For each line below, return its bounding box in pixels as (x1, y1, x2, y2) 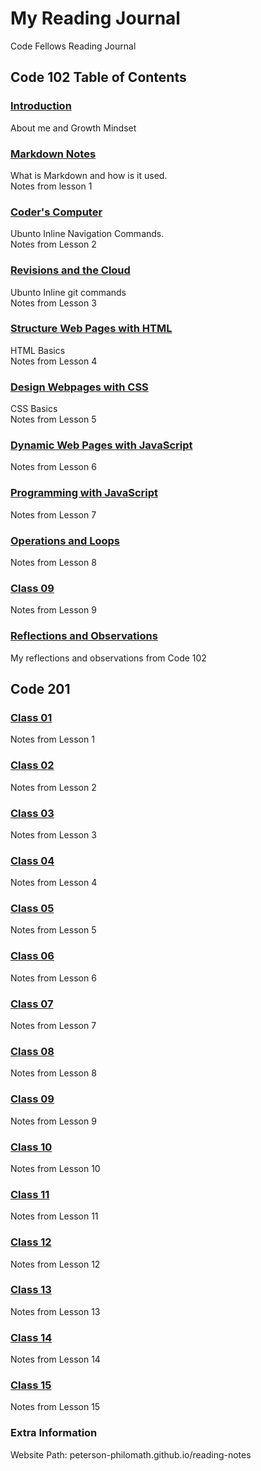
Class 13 (10, 1283, 52, 1297)
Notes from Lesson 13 (10, 1305, 101, 1317)
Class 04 (10, 853, 55, 867)
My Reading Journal (10, 7, 181, 30)
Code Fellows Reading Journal (10, 40, 137, 52)
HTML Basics (10, 344, 66, 356)
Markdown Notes (10, 147, 97, 161)
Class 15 (10, 1378, 52, 1392)
